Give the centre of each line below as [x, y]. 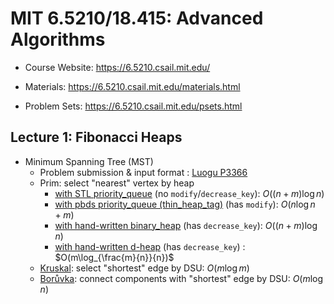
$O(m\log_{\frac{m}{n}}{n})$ [114, 257]
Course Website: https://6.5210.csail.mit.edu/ [117, 67]
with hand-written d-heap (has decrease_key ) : [150, 246]
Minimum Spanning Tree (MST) [89, 161]
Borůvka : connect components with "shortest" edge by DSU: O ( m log [181, 278]
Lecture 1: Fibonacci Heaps [96, 137]
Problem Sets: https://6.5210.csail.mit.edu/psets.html [133, 106]
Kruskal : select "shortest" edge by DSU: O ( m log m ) [144, 268]
